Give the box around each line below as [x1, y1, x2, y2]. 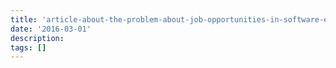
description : [10, 33, 65, 43]
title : [10, 14, 38, 25]
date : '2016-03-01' [10, 24, 92, 34]
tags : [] [10, 42, 47, 53]
